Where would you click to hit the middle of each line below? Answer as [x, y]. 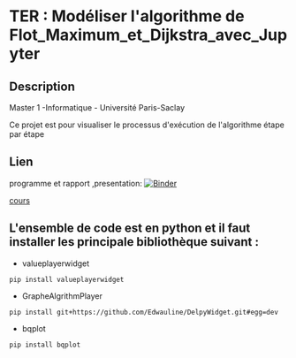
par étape [27, 134]
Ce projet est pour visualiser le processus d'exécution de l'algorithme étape [147, 125]
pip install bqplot [45, 345]
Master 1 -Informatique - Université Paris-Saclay [97, 107]
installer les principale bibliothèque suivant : [134, 242]
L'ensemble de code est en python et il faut [130, 229]
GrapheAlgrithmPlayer [62, 296]
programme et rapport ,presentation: [76, 183]
